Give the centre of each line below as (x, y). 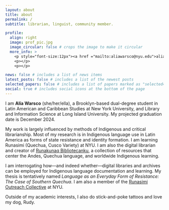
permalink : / (19, 19)
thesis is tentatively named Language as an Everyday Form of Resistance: (82, 176)
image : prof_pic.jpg (31, 43)
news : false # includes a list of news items (54, 75)
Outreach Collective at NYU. (34, 187)
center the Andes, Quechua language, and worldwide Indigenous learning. (82, 156)
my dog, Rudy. (20, 202)
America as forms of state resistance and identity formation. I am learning (81, 139)
